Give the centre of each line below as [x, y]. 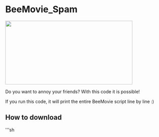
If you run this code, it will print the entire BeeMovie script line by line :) [80, 101]
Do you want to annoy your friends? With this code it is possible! [73, 91]
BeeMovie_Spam [41, 9]
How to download [34, 117]
